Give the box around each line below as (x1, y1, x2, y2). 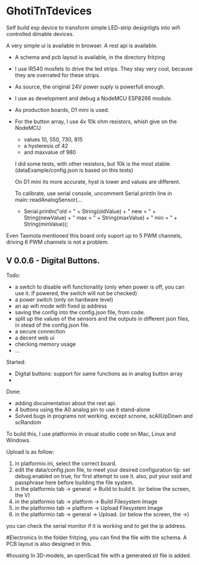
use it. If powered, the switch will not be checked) (14, 289, 138, 297)
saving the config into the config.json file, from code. (14, 308, 145, 315)
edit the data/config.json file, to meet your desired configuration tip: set (14, 466, 191, 473)
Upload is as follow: (6, 448, 55, 455)
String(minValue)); (23, 220, 69, 227)
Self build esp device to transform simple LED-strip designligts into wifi (6, 24, 181, 31)
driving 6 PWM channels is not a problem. (6, 238, 109, 245)
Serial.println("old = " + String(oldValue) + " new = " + (23, 208, 156, 215)
